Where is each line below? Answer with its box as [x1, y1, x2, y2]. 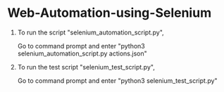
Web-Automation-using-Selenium [7, 5, 212, 21]
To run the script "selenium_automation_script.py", [17, 28, 164, 37]
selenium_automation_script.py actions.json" [17, 49, 147, 58]
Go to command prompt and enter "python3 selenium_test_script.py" [17, 76, 218, 85]
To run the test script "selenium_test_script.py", [17, 63, 155, 71]
